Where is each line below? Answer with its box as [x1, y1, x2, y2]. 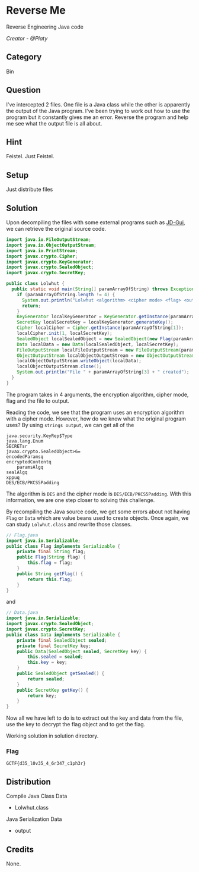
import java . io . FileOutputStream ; [6, 237, 92, 243]
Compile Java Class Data [6, 792, 68, 800]
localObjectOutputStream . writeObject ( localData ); [17, 358, 142, 364]
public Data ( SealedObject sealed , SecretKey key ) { [17, 648, 147, 654]
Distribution [6, 777, 52, 787]
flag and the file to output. [6, 397, 70, 404]
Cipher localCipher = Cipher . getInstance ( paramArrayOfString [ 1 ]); [17, 325, 184, 331]
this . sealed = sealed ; [27, 654, 84, 660]
